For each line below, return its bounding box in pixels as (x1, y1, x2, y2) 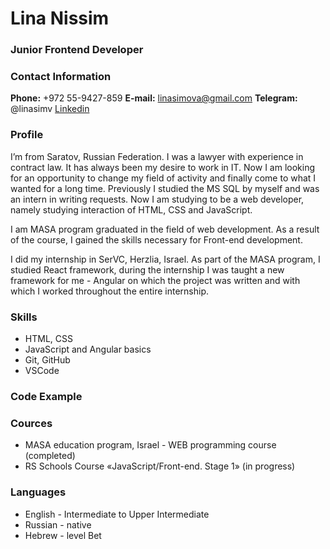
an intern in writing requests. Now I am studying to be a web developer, (10, 193, 305, 205)
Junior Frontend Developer (10, 43, 144, 57)
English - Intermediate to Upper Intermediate (24, 508, 210, 520)
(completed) (24, 450, 76, 462)
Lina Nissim (10, 7, 110, 30)
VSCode (24, 365, 60, 376)
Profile (10, 128, 44, 142)
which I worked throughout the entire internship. (10, 285, 209, 297)
